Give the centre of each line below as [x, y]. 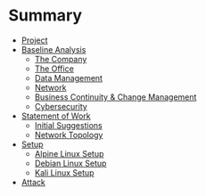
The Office [54, 69]
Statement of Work [56, 116]
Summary [45, 16]
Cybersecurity [61, 106]
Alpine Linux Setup [69, 153]
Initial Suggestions [69, 125]
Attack [33, 182]
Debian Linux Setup [70, 163]
